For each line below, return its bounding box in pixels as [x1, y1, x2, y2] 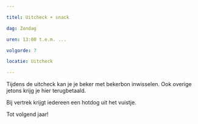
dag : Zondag [6, 25, 37, 31]
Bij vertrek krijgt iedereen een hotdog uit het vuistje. [6, 99, 136, 106]
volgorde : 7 [6, 47, 37, 54]
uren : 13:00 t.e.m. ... [6, 36, 67, 43]
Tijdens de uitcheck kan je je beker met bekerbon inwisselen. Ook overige [6, 81, 192, 88]
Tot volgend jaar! [6, 111, 49, 118]
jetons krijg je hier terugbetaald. [6, 87, 87, 95]
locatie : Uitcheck [6, 59, 53, 65]
